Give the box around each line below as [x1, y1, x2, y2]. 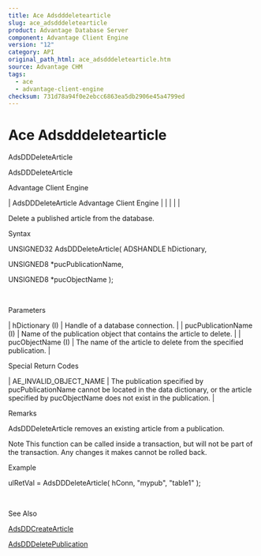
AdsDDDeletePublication [8, 539, 88, 549]
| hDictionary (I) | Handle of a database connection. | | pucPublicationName [8, 321, 253, 330]
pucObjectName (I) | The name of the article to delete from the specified [8, 337, 244, 347]
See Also [8, 509, 38, 518]
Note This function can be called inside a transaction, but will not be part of [8, 439, 253, 449]
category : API [8, 48, 55, 56]
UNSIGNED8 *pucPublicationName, [8, 260, 124, 269]
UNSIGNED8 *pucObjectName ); [8, 275, 114, 284]
